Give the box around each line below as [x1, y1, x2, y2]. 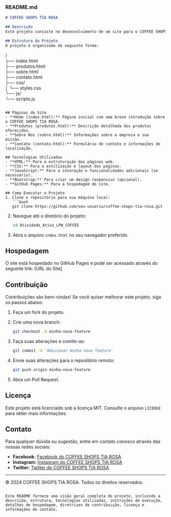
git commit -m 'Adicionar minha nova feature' [12, 348, 113, 353]
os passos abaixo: [5, 300, 43, 306]
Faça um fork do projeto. [12, 309, 65, 315]
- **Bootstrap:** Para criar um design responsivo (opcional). [5, 177, 142, 182]
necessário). [5, 173, 33, 178]
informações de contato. [5, 507, 58, 512]
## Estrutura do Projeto [5, 38, 58, 43]
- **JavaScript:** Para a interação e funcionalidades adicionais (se [5, 168, 158, 173]
